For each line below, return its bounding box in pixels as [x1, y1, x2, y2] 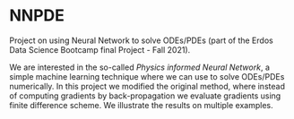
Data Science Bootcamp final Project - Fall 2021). [9, 44, 191, 55]
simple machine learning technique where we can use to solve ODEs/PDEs [9, 71, 285, 81]
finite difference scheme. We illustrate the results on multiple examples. [9, 99, 273, 110]
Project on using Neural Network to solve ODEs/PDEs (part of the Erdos [9, 35, 273, 46]
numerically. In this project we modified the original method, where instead [9, 81, 285, 91]
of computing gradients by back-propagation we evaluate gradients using [9, 90, 281, 101]
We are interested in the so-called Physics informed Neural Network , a [9, 62, 271, 72]
